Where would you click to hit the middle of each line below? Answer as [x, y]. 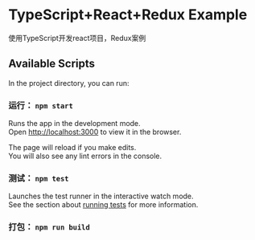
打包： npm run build [49, 227]
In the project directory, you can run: [69, 83]
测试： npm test [39, 178]
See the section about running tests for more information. [103, 205]
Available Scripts [51, 64]
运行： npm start [41, 105]
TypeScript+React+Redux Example [128, 15]
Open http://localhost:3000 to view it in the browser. [95, 132]
